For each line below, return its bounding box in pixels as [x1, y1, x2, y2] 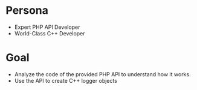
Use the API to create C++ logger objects [14, 77, 117, 84]
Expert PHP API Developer [14, 23, 80, 31]
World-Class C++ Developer [14, 29, 85, 37]
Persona [5, 4, 49, 17]
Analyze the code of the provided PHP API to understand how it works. [14, 70, 191, 78]
